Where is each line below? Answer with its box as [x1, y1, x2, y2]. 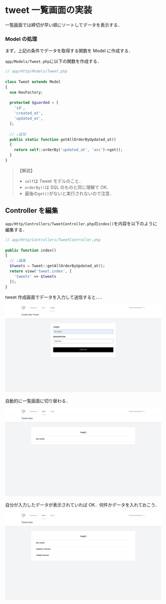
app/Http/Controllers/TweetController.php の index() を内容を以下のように [5, 221, 158, 226]
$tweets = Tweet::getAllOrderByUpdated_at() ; [9, 264, 106, 269]
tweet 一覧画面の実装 [5, 4, 93, 16]
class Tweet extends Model [5, 79, 61, 84]
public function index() [5, 248, 56, 253]
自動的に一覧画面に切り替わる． [5, 398, 70, 404]
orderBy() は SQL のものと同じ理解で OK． [24, 184, 111, 190]
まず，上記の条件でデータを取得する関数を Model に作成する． [5, 48, 133, 54]
